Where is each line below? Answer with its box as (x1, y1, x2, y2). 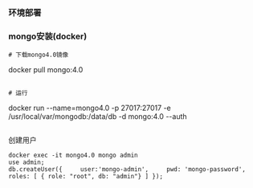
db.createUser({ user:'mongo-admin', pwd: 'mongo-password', (8, 166, 247, 174)
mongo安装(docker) (8, 31, 88, 42)
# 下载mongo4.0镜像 (8, 51, 69, 59)
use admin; (8, 158, 45, 166)
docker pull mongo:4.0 (8, 65, 84, 75)
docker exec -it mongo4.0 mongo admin (8, 151, 138, 160)
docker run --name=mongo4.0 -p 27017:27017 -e (8, 103, 171, 113)
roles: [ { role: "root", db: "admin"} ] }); (8, 173, 163, 181)
